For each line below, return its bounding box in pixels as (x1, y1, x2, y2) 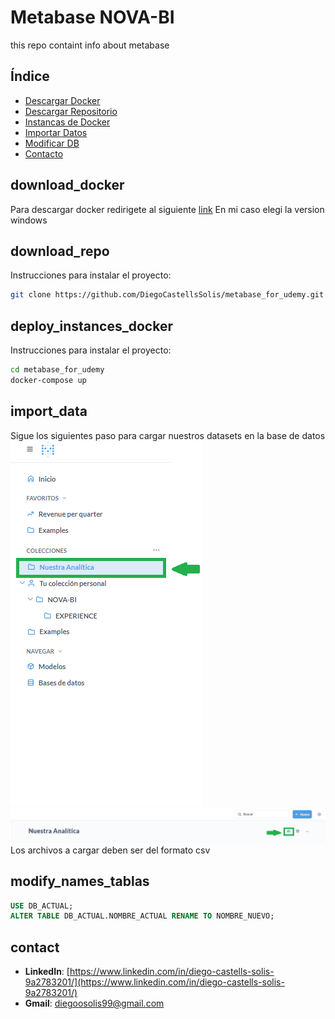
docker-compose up (10, 375, 87, 385)
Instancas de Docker (24, 116, 111, 128)
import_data (10, 403, 88, 420)
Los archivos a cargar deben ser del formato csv (10, 844, 211, 856)
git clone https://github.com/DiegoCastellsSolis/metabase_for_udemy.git (10, 290, 325, 300)
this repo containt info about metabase (10, 39, 170, 51)
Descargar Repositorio (24, 105, 118, 117)
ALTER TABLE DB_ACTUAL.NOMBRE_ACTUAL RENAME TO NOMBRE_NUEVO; (10, 911, 275, 921)
